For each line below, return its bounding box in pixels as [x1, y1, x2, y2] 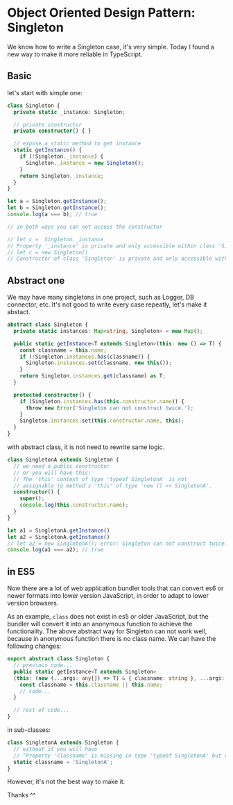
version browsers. [7, 599, 59, 608]
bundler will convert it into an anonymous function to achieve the [7, 620, 193, 628]
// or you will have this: [13, 469, 92, 476]
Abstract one [7, 275, 65, 286]
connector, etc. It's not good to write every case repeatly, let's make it [7, 300, 207, 309]
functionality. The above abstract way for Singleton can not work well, [7, 627, 207, 635]
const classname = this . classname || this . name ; [19, 681, 163, 688]
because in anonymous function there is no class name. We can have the [7, 635, 216, 643]
